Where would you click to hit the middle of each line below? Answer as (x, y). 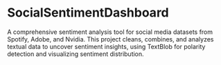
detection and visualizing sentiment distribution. (76, 54)
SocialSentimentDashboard (88, 13)
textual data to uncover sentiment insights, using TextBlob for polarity (106, 46)
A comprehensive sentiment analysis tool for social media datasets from (110, 32)
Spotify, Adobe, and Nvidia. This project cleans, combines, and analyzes (110, 39)
